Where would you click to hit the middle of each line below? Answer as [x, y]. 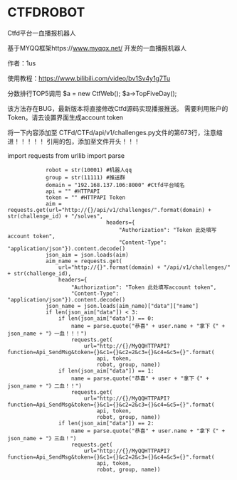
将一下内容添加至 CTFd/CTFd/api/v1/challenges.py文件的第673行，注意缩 [115, 132]
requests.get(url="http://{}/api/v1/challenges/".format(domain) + [110, 210]
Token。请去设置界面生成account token [65, 117]
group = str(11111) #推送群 [85, 177]
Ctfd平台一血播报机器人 [42, 33]
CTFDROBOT [46, 12]
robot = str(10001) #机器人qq [89, 170]
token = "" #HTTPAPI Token [85, 197]
